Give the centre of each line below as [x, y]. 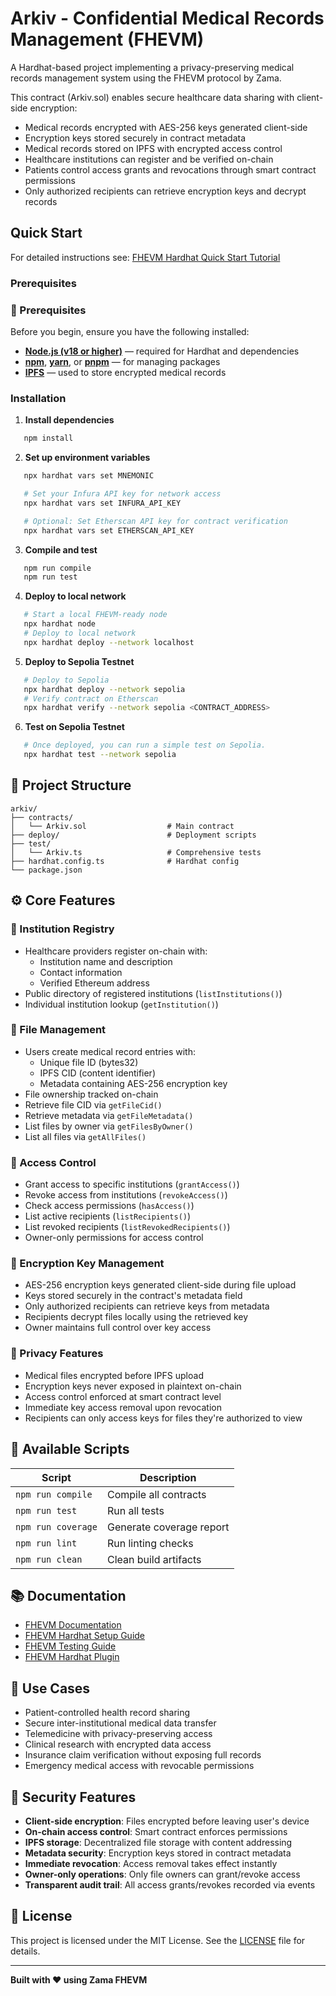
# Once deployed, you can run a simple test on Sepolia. [145, 745]
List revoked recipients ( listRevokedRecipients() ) [127, 1227]
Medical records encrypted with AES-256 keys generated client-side [166, 127]
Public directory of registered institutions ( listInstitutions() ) [153, 993]
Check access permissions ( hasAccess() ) [109, 1206]
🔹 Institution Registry [62, 929]
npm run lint [46, 1543]
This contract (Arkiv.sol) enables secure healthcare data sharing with [152, 97]
